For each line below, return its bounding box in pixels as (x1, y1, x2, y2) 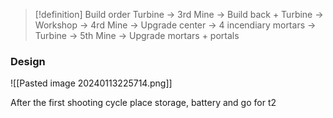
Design (10, 54, 46, 68)
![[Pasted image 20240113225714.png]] (10, 77, 173, 89)
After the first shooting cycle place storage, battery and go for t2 (10, 97, 277, 109)
